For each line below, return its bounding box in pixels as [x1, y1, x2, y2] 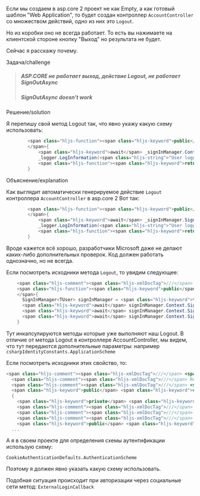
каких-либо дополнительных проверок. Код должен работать [6, 250, 164, 258]
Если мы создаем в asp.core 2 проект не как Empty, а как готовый [6, 5, 175, 12]
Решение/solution [6, 108, 51, 116]
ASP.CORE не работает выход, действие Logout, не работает [20, 72, 181, 79]
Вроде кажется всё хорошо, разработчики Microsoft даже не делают [6, 244, 183, 252]
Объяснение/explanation [6, 176, 68, 184]
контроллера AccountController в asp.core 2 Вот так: [6, 194, 140, 201]
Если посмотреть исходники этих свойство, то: [6, 359, 127, 366]
